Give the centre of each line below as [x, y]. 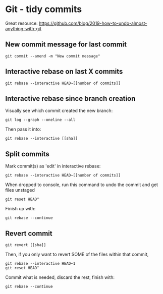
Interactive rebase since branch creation [70, 99]
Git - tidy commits [44, 9]
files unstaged [20, 190]
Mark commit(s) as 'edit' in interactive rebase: [53, 166]
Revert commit [29, 233]
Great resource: [21, 23]
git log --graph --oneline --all [40, 120]
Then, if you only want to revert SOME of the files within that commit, [77, 254]
